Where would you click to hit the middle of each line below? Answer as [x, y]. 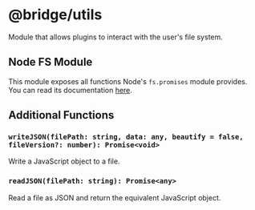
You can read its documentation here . [70, 90]
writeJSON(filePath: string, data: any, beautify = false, [126, 137]
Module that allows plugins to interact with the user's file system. [115, 37]
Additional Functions [61, 115]
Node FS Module [51, 62]
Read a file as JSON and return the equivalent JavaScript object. [115, 197]
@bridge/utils [55, 15]
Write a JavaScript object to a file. [64, 161]
